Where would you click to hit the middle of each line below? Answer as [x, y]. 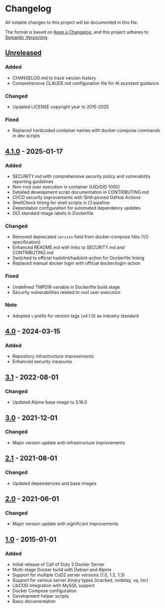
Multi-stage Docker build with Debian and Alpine [62, 569]
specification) [26, 242]
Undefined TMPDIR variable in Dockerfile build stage [66, 287]
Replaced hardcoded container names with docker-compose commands [86, 131]
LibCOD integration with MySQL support [54, 585]
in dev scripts [26, 136]
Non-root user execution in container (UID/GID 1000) [66, 187]
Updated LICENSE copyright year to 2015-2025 [60, 107]
